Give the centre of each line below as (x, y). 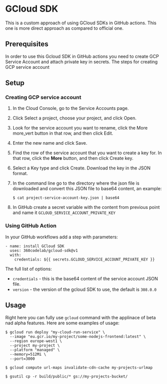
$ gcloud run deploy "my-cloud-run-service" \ (55, 332)
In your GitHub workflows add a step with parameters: (61, 237)
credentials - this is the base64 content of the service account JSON (85, 278)
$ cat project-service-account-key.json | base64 (66, 198)
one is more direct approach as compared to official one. (65, 28)
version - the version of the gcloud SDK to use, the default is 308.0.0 (85, 289)
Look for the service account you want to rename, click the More (80, 128)
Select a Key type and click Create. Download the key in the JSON (81, 168)
